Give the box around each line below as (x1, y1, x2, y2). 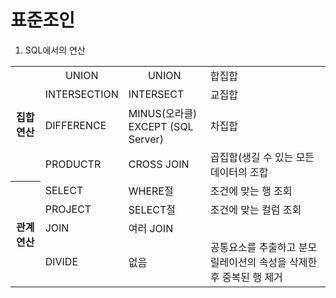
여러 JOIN (128, 221, 174, 235)
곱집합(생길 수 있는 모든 (209, 150, 315, 164)
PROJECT (44, 202, 92, 216)
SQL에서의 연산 (24, 44, 86, 56)
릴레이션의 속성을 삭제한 (209, 255, 318, 269)
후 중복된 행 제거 (209, 270, 283, 284)
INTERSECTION (44, 87, 119, 101)
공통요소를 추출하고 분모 (209, 240, 318, 254)
